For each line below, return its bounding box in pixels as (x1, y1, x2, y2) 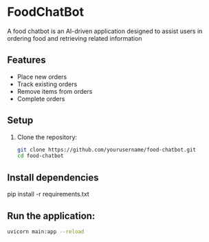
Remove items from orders (16, 87, 93, 95)
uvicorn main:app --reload (7, 228, 85, 235)
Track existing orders (16, 80, 78, 88)
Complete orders (16, 94, 65, 103)
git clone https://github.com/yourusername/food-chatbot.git (16, 146, 197, 153)
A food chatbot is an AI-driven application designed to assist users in (7, 27, 203, 35)
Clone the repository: (16, 132, 78, 141)
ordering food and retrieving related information (7, 34, 142, 42)
